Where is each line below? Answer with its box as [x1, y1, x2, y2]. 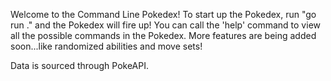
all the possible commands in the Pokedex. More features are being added [10, 30, 317, 41]
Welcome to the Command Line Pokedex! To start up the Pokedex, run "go [10, 9, 317, 20]
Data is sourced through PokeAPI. [10, 60, 149, 71]
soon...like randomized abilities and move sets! [10, 40, 203, 52]
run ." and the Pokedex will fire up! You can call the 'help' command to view [10, 19, 321, 31]
